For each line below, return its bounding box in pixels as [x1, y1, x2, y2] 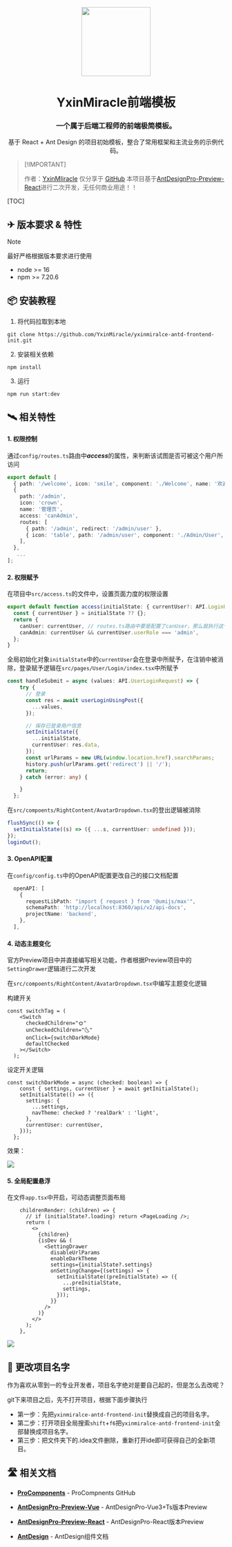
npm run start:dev [7, 391, 60, 398]
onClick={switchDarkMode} [25, 1035, 100, 1042]
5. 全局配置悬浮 [7, 1176, 50, 1185]
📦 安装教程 [7, 295, 57, 307]
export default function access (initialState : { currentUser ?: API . [7, 603, 209, 610]
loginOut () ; [7, 839, 41, 846]
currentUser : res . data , [32, 741, 100, 748]
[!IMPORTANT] [23, 160, 67, 168]
